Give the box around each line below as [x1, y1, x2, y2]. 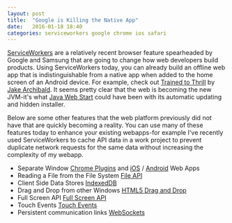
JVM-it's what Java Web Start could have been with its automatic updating [7, 93, 222, 101]
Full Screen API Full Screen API [17, 194, 107, 202]
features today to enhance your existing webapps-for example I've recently [7, 129, 224, 137]
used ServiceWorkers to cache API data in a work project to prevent [7, 136, 202, 144]
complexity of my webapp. [7, 151, 84, 159]
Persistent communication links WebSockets [17, 208, 145, 217]
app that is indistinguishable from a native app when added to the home [7, 71, 213, 79]
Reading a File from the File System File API [17, 172, 143, 180]
